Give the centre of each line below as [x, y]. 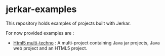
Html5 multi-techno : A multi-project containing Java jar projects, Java [86, 43]
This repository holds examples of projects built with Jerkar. [68, 23]
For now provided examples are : [40, 33]
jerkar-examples [41, 9]
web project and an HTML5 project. [50, 48]
